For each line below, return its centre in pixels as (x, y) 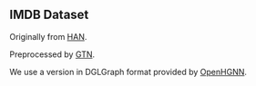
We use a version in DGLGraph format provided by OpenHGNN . (128, 72)
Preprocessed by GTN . (52, 54)
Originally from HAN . (48, 36)
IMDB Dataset (49, 15)
